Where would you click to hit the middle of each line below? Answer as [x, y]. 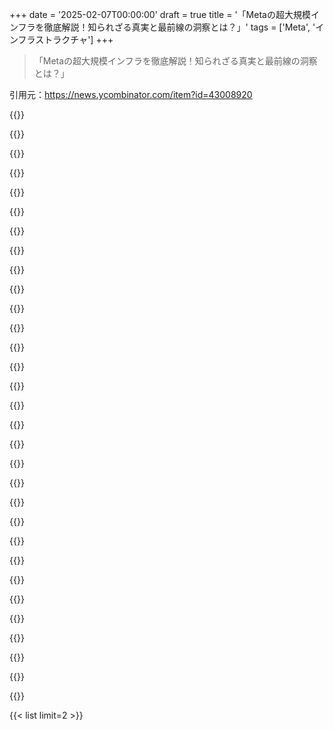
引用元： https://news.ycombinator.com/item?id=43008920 [131, 94]
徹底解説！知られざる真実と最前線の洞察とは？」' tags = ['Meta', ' [179, 27]
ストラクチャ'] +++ [74, 39]
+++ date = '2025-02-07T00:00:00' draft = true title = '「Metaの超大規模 [160, 14]
